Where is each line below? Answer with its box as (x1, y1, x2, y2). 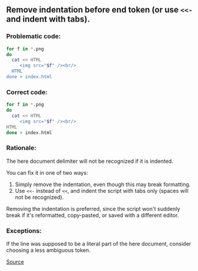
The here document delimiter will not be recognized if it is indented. (6, 157, 173, 165)
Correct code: (6, 88, 48, 96)
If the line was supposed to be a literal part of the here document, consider (6, 240, 191, 248)
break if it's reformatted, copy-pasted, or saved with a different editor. (6, 212, 179, 219)
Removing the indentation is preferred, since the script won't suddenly (6, 205, 181, 212)
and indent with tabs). (6, 14, 90, 25)
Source (6, 258, 24, 266)
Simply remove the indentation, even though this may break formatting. (14, 180, 191, 188)
